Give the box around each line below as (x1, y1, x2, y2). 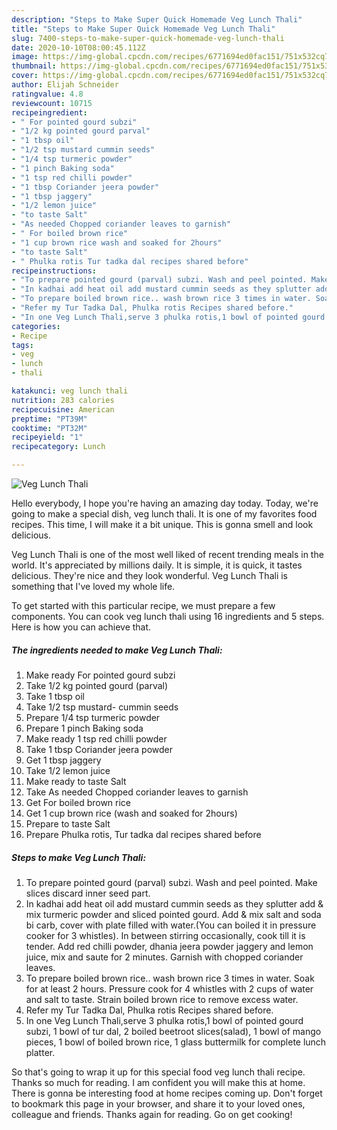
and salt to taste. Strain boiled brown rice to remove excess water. (25, 993, 299, 1005)
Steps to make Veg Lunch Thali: (11, 851, 147, 863)
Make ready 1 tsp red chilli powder (25, 732, 168, 745)
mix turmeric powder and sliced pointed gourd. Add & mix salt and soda (25, 908, 322, 920)
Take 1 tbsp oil (25, 690, 85, 702)
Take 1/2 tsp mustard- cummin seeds (25, 701, 179, 713)
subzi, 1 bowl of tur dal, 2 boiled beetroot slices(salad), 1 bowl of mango (25, 1025, 322, 1037)
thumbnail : (11, 61, 57, 71)
